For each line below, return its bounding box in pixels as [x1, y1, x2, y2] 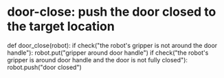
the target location [7, 18, 115, 34]
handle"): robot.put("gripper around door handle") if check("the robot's [7, 49, 209, 57]
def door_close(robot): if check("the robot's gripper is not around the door [7, 41, 218, 49]
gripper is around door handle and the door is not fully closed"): [7, 55, 188, 64]
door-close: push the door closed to [7, 4, 216, 20]
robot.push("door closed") [7, 63, 82, 71]
